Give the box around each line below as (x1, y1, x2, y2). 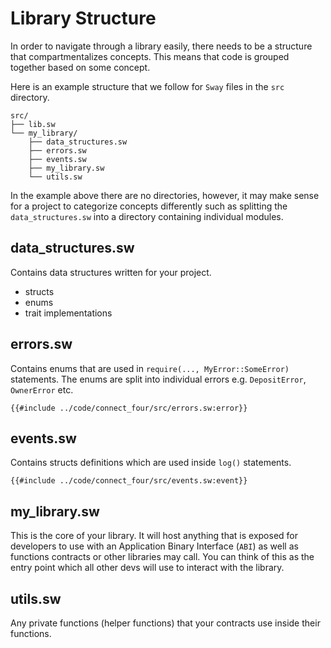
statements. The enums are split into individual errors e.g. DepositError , (10, 373, 307, 385)
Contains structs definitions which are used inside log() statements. (10, 457, 292, 469)
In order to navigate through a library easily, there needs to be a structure (10, 40, 313, 52)
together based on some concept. (10, 61, 151, 73)
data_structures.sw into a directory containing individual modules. (10, 210, 284, 222)
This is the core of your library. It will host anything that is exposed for (10, 530, 299, 542)
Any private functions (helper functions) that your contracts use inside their (10, 617, 321, 629)
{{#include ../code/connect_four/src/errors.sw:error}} (10, 403, 248, 413)
